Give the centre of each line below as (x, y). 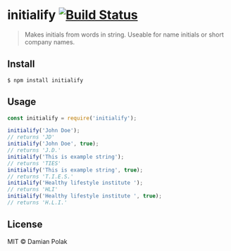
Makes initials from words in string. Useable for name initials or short (124, 34)
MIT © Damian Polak (38, 241)
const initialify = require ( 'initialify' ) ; (72, 118)
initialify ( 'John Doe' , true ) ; (53, 144)
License (25, 225)
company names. (50, 41)
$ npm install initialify (45, 80)
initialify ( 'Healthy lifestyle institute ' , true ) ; (85, 196)
